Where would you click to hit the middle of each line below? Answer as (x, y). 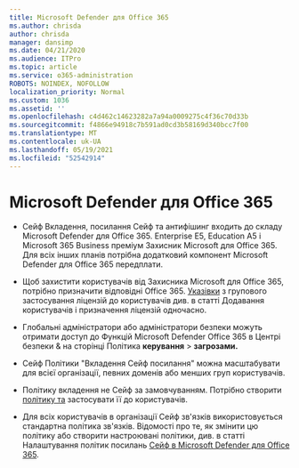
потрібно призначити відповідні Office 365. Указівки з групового (144, 291)
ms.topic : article (43, 68)
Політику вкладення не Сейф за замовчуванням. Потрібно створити (152, 390)
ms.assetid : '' (37, 109)
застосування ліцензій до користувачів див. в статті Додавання (143, 301)
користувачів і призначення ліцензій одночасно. (114, 310)
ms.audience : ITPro (45, 59)
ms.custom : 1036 (39, 100)
